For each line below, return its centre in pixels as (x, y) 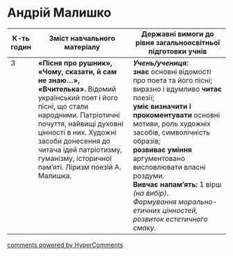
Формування (155, 201)
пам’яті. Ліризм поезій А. (79, 167)
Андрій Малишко (59, 13)
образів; (147, 141)
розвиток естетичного (170, 219)
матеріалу (82, 46)
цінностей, (180, 210)
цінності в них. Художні (77, 132)
